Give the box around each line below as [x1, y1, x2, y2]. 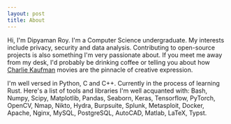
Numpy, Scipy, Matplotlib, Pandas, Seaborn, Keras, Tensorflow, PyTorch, [7, 93, 216, 102]
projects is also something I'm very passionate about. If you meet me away [7, 50, 223, 59]
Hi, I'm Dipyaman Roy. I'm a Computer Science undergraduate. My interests [7, 36, 225, 44]
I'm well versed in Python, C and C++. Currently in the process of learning [7, 79, 220, 87]
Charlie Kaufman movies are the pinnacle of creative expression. [7, 65, 193, 74]
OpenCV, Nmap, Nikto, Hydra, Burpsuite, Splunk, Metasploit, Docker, [7, 101, 204, 109]
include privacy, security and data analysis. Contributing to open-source [7, 43, 216, 52]
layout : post [7, 10, 45, 17]
